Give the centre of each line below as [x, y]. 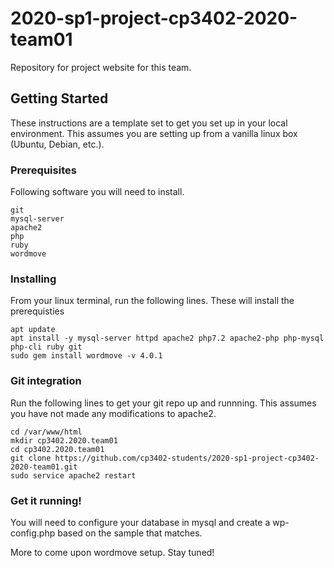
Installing [33, 279]
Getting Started [59, 98]
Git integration [46, 381]
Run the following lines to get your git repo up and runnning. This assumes [163, 403]
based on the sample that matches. [130, 533]
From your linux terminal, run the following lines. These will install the [152, 301]
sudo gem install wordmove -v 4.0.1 [86, 356]
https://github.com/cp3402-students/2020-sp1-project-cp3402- [187, 458]
